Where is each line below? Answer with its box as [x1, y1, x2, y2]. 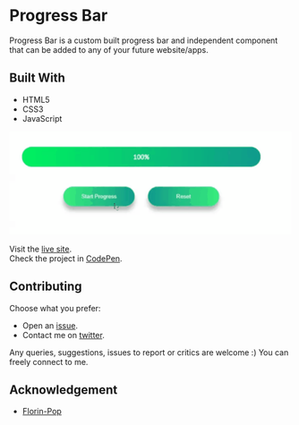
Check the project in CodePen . [9, 252, 123, 264]
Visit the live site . [9, 243, 73, 254]
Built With [9, 71, 65, 86]
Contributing [9, 279, 82, 294]
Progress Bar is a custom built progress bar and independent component [9, 35, 278, 46]
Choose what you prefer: [9, 302, 101, 313]
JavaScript [21, 113, 63, 123]
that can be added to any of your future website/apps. [9, 44, 209, 55]
